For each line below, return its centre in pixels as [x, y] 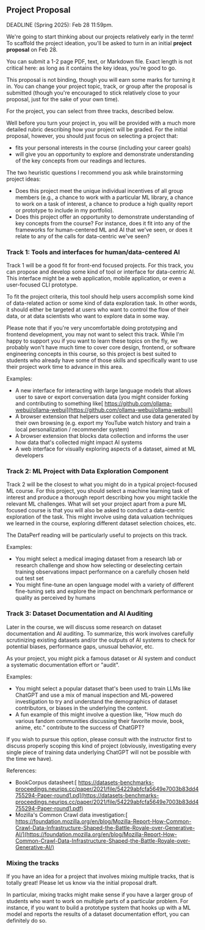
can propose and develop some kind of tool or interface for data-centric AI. [101, 272]
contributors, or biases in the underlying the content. [81, 708]
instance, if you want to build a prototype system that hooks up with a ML [99, 907]
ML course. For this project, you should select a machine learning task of [98, 491]
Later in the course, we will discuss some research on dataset [84, 627]
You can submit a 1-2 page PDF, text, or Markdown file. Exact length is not [99, 61]
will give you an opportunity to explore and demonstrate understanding [104, 154]
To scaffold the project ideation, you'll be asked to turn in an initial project [99, 43]
